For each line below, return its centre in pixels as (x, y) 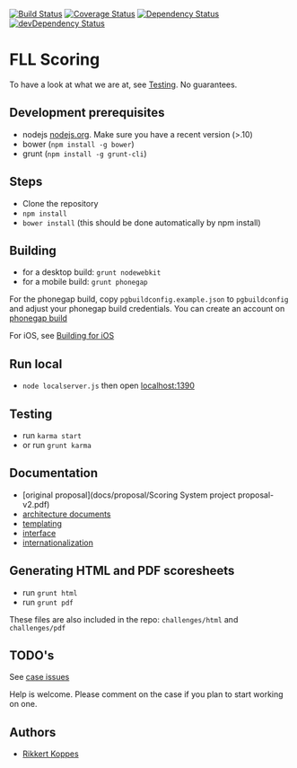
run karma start (52, 435)
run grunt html (50, 592)
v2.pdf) (36, 504)
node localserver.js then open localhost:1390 (109, 385)
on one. (23, 704)
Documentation (54, 473)
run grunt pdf (48, 602)
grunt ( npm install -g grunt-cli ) (84, 154)
